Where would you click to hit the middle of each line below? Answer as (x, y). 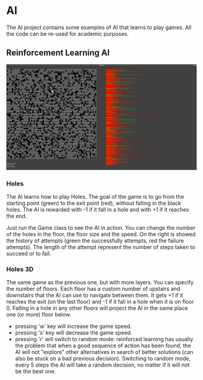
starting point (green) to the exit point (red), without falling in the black (94, 203)
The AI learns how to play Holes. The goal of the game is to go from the (95, 197)
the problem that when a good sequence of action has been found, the (103, 345)
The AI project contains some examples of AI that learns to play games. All (99, 27)
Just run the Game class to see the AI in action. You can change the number (101, 228)
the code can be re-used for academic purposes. (67, 33)
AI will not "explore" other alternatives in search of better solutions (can (104, 352)
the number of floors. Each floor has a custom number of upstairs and (93, 289)
